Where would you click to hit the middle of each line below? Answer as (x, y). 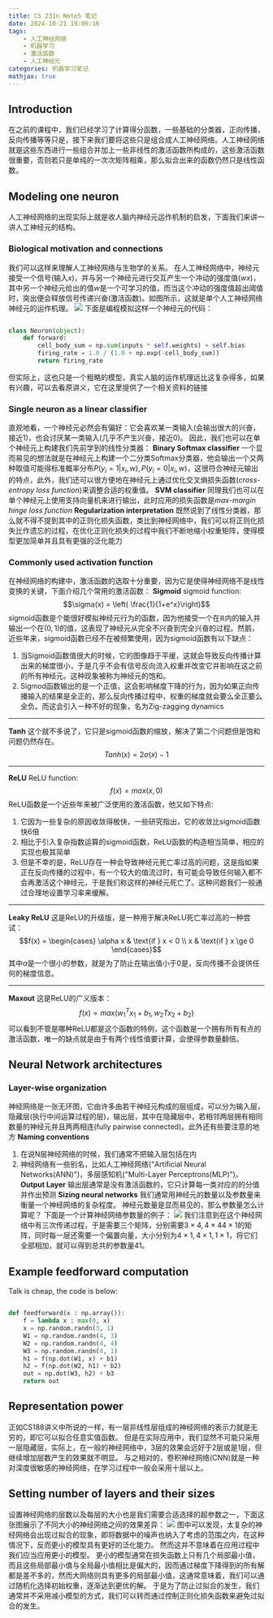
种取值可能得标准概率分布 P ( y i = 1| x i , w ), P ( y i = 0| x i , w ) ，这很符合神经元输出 (133, 469)
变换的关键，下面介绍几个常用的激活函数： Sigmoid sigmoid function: (125, 591)
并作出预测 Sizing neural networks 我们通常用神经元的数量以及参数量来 (141, 1195)
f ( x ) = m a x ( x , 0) (136, 791)
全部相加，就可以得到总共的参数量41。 (84, 1246)
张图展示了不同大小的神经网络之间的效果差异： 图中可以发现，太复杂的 (132, 1525)
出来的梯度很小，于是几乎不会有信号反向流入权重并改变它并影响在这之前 (141, 666)
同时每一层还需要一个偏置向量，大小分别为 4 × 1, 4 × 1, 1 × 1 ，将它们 (146, 1235)
